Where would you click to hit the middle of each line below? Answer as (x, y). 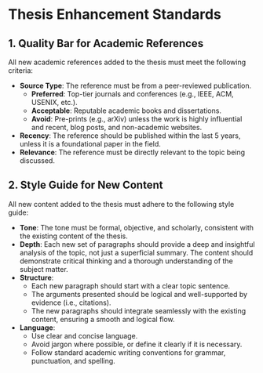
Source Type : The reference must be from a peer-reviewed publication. (135, 85)
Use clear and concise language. (84, 335)
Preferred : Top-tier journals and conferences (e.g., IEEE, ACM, (132, 94)
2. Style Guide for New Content (86, 185)
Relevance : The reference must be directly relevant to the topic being (132, 152)
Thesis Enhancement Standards (115, 14)
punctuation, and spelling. (73, 360)
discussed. (37, 161)
